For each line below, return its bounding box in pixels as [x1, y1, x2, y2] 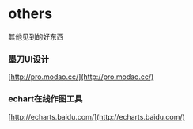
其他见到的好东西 [8, 32, 64, 41]
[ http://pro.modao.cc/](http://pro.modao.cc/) [8, 72, 154, 82]
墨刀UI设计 [8, 53, 50, 64]
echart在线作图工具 [8, 93, 83, 104]
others [8, 5, 53, 23]
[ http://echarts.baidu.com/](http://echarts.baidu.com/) [8, 112, 186, 121]
